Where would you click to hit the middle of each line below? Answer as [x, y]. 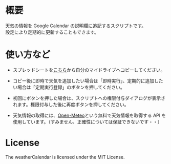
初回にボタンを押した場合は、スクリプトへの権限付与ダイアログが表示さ [89, 98]
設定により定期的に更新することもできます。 [52, 32]
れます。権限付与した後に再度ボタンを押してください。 [71, 104]
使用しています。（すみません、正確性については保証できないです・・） [87, 121]
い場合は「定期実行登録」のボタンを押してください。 [69, 87]
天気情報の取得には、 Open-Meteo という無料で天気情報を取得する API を [89, 115]
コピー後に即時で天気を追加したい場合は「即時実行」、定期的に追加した [88, 80]
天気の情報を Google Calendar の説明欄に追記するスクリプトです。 [76, 26]
